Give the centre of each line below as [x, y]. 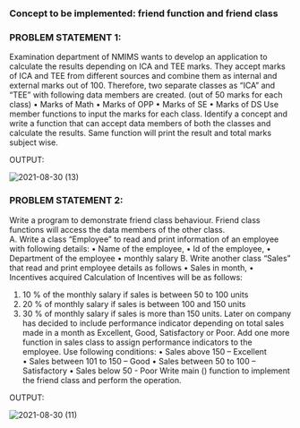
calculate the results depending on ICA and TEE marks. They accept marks [147, 66]
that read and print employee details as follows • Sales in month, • [132, 268]
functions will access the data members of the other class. [117, 229]
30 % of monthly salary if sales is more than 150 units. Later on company [157, 313]
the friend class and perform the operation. [102, 380]
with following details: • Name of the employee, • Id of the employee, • [140, 248]
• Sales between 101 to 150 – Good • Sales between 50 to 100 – [139, 361]
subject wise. [34, 142]
